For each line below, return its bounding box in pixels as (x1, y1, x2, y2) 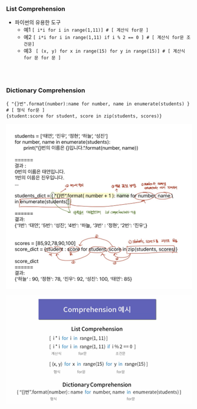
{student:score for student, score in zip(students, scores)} (6, 113, 162, 119)
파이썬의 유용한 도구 (14, 19, 61, 26)
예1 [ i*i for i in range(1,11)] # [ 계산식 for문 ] (23, 26, 149, 34)
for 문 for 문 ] (23, 55, 61, 61)
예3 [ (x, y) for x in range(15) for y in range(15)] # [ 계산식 (23, 47, 186, 54)
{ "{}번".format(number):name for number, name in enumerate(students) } (6, 101, 190, 107)
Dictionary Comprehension (6, 86, 86, 94)
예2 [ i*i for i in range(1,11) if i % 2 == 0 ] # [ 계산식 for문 (23, 34, 184, 41)
